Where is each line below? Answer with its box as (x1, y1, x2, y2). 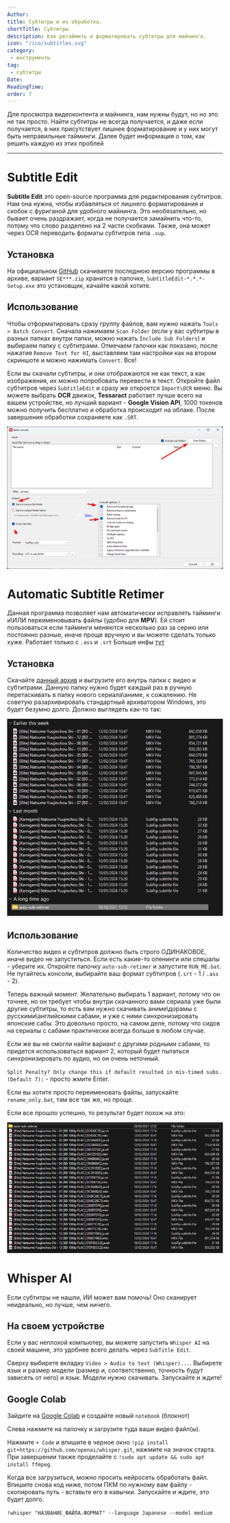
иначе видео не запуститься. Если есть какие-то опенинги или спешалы (7, 955, 220, 963)
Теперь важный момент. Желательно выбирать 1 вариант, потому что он (7, 990, 220, 999)
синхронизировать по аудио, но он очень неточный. (7, 1054, 160, 1062)
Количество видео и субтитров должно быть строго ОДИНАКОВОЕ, (7, 948, 207, 956)
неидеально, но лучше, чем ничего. (7, 1300, 112, 1308)
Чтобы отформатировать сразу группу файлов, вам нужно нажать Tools (7, 319, 219, 328)
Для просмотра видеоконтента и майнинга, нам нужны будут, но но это (7, 110, 218, 119)
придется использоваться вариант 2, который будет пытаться (7, 1047, 190, 1056)
